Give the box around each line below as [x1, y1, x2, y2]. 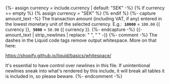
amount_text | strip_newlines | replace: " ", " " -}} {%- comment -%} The [5, 32, 158, 38]
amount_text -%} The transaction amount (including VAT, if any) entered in [5, 16, 162, 21]
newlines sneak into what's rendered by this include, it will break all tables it [5, 68, 165, 74]
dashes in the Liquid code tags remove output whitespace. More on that [5, 37, 157, 43]
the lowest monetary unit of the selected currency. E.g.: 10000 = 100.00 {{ [5, 21, 160, 27]
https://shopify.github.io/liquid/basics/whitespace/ [5, 52, 111, 59]
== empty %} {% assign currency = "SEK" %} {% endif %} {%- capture [5, 10, 156, 16]
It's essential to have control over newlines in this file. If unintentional [5, 63, 151, 68]
